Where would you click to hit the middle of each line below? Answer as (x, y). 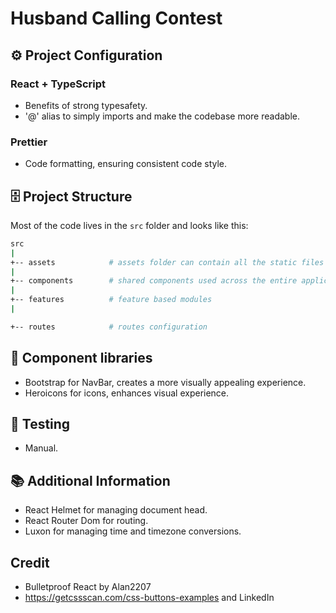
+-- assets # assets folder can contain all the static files (167, 262)
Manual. (41, 448)
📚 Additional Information (90, 480)
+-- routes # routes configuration (109, 327)
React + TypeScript (58, 84)
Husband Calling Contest (116, 18)
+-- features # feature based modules (111, 300)
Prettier (29, 142)
